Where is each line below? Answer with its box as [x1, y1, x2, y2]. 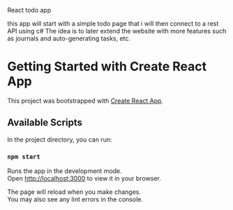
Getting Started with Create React [7, 59, 207, 75]
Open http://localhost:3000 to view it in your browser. [7, 174, 162, 183]
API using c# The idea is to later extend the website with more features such [7, 27, 227, 35]
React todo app [7, 6, 52, 14]
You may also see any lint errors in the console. [7, 195, 143, 204]
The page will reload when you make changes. [7, 188, 142, 196]
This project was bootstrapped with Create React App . [7, 96, 164, 105]
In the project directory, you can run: [7, 135, 112, 144]
